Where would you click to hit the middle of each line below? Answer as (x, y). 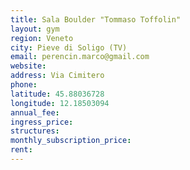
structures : (35, 131)
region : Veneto (42, 38)
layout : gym (35, 29)
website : (28, 66)
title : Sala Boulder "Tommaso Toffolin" (96, 19)
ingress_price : (42, 122)
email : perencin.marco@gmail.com (80, 57)
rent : (21, 150)
